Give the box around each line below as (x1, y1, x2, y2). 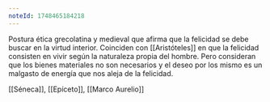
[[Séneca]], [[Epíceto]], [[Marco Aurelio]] (8, 84, 145, 94)
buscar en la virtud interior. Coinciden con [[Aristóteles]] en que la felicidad (8, 42, 259, 53)
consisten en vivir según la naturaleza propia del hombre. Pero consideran (8, 51, 256, 61)
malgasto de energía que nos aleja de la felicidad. (8, 68, 174, 78)
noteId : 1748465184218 (8, 11, 85, 20)
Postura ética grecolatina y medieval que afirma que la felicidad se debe (8, 34, 249, 44)
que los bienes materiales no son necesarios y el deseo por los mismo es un (8, 60, 263, 70)
